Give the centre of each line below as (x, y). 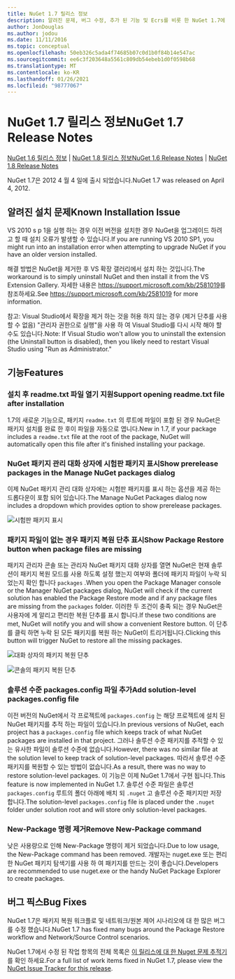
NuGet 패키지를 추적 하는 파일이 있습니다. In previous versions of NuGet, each (116, 724)
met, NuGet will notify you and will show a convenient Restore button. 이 (111, 624)
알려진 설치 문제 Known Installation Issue (94, 212)
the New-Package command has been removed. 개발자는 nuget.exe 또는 (111, 854)
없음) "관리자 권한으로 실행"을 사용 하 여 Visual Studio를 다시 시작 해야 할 (122, 325)
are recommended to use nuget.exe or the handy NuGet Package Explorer (114, 871)
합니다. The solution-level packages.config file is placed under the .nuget (111, 802)
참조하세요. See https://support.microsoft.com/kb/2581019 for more (103, 294)
